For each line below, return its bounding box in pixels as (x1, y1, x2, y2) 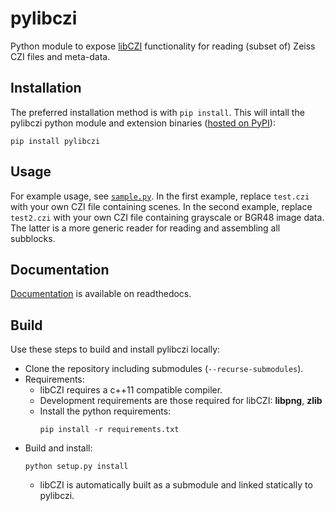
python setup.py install (24, 462, 129, 472)
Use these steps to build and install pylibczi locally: (10, 343, 221, 356)
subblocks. (10, 232, 56, 244)
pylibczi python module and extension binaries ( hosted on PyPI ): (10, 117, 276, 129)
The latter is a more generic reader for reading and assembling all (10, 222, 281, 234)
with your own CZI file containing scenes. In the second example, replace (10, 200, 313, 212)
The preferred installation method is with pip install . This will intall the (10, 106, 305, 118)
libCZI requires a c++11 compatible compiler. (39, 384, 223, 396)
